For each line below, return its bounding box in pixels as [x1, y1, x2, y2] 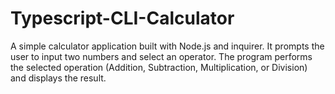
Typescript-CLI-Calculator [10, 7, 235, 30]
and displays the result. [10, 72, 107, 84]
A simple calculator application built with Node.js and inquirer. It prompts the [10, 40, 325, 52]
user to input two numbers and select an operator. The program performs [10, 50, 313, 62]
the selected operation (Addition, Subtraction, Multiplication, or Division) [10, 61, 308, 73]
